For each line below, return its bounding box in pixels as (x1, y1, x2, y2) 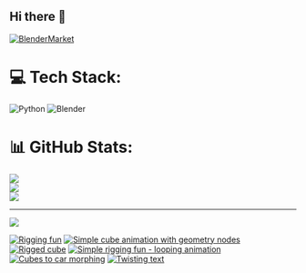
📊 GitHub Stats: (9, 136, 134, 157)
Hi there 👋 (9, 9, 66, 25)
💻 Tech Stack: (9, 67, 122, 87)
